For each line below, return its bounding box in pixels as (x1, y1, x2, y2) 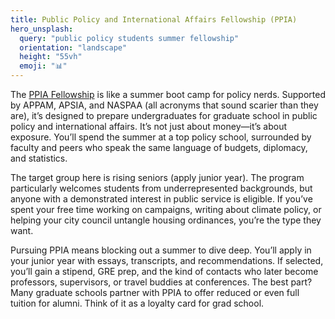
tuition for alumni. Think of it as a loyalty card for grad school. (10, 297, 265, 309)
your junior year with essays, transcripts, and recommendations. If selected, (10, 255, 324, 266)
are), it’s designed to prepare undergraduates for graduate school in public (10, 110, 318, 121)
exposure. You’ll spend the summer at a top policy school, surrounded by (10, 131, 312, 143)
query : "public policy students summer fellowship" (19, 33, 240, 43)
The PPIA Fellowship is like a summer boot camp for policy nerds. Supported (10, 89, 326, 100)
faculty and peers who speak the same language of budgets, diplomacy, (10, 142, 308, 153)
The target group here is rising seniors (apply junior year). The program (10, 172, 305, 183)
